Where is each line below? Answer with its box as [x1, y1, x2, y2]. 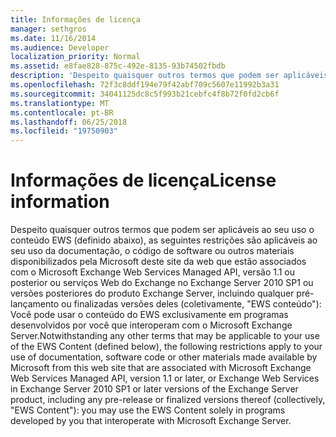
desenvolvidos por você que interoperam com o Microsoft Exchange [10, 319, 293, 331]
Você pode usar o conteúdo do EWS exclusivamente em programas [10, 309, 289, 321]
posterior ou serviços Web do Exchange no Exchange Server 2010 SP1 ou [10, 277, 314, 289]
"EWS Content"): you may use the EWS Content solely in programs [10, 404, 286, 416]
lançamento [10, 298, 60, 310]
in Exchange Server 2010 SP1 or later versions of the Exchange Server [10, 383, 299, 395]
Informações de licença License [10, 169, 277, 192]
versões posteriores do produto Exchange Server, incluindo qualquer [10, 287, 295, 300]
